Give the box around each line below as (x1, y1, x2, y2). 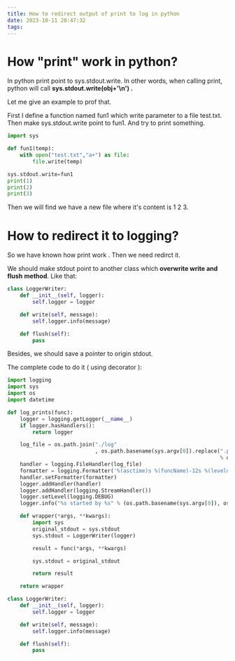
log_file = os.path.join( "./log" (20, 441, 117, 448)
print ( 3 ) (7, 190, 33, 197)
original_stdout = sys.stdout (32, 526, 120, 533)
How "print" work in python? (7, 53, 178, 69)
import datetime (7, 396, 55, 403)
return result (32, 570, 73, 577)
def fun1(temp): (7, 145, 55, 152)
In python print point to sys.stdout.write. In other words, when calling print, (7, 76, 222, 85)
